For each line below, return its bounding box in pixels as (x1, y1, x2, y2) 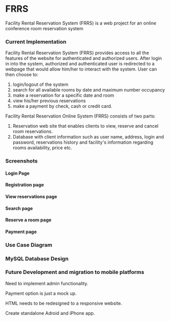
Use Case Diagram (5, 241, 53, 248)
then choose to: (5, 72, 38, 78)
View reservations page (5, 193, 57, 199)
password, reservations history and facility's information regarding (12, 139, 154, 146)
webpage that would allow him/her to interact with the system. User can (5, 66, 157, 72)
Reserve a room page (5, 217, 52, 223)
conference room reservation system (5, 25, 83, 31)
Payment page (5, 228, 37, 235)
